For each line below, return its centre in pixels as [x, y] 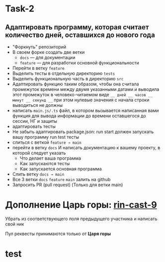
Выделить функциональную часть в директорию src [68, 79]
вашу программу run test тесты [46, 137]
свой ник [15, 224]
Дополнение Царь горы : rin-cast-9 [81, 205]
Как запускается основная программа [61, 169]
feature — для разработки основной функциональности [79, 63]
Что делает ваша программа [50, 158]
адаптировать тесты [34, 126]
